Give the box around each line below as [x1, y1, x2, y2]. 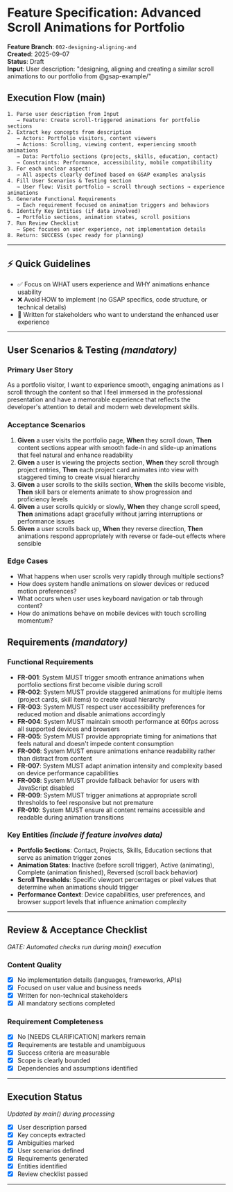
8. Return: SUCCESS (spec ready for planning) [7, 232, 144, 239]
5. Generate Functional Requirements [7, 196, 116, 202]
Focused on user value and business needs [17, 983, 142, 992]
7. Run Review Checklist [7, 220, 79, 227]
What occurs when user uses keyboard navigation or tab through [17, 594, 203, 603]
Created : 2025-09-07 [7, 50, 70, 58]
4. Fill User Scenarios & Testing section [7, 177, 132, 184]
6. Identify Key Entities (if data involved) [7, 207, 141, 214]
